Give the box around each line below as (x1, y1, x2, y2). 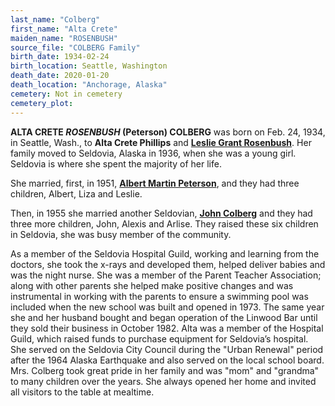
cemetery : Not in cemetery (10, 89, 123, 99)
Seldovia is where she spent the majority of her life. (10, 157, 222, 170)
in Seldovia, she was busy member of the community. (10, 228, 232, 240)
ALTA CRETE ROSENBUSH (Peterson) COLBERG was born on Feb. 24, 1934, (10, 126, 326, 138)
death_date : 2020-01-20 (10, 71, 110, 81)
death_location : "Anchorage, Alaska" (10, 80, 168, 90)
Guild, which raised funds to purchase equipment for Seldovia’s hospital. (10, 332, 309, 345)
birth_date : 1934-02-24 (10, 52, 110, 62)
